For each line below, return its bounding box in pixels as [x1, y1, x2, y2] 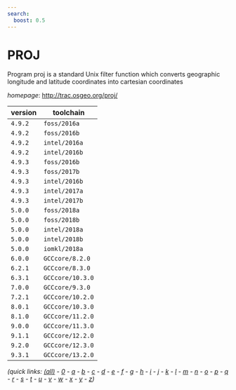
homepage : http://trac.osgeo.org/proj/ [7, 91, 118, 100]
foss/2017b [43, 168, 80, 176]
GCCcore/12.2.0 [43, 332, 94, 340]
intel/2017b [43, 197, 84, 205]
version [11, 108, 37, 118]
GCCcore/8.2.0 [43, 255, 91, 263]
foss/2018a [43, 206, 80, 215]
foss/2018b [43, 216, 80, 224]
